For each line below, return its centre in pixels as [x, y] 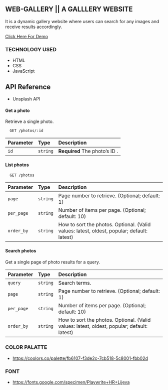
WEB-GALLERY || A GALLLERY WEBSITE [69, 9]
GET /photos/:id [26, 131]
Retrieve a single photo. [29, 121]
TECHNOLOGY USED [31, 49]
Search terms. [75, 283]
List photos [17, 165]
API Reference [28, 87]
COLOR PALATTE [26, 347]
